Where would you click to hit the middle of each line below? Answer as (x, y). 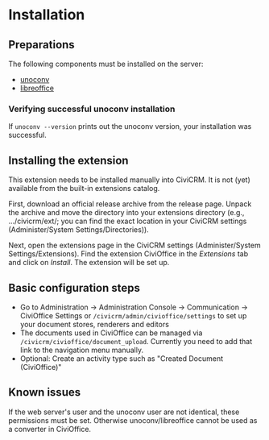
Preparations (41, 45)
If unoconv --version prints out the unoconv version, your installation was (130, 127)
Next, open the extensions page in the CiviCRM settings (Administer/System (134, 245)
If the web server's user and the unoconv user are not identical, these (124, 412)
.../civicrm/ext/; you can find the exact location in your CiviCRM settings (128, 221)
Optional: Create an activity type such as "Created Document (122, 358)
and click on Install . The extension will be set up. (89, 263)
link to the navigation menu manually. (81, 350)
